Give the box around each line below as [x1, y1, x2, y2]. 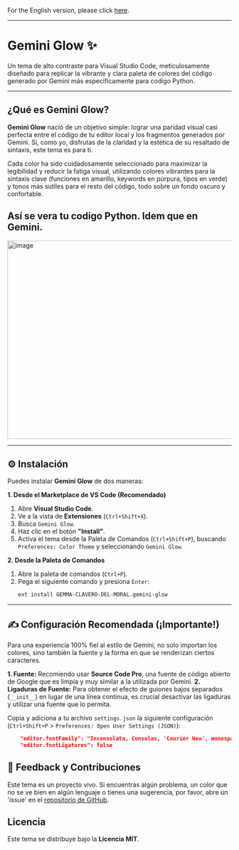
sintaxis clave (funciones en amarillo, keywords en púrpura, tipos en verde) [7, 174, 228, 183]
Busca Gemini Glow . [17, 519, 75, 528]
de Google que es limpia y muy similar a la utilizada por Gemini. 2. [7, 677, 201, 686]
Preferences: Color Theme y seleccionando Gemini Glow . [17, 542, 184, 551]
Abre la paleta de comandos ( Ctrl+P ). [17, 570, 128, 578]
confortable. [7, 189, 43, 198]
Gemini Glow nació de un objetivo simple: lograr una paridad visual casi [7, 122, 218, 131]
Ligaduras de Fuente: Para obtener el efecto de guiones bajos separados [7, 685, 223, 694]
